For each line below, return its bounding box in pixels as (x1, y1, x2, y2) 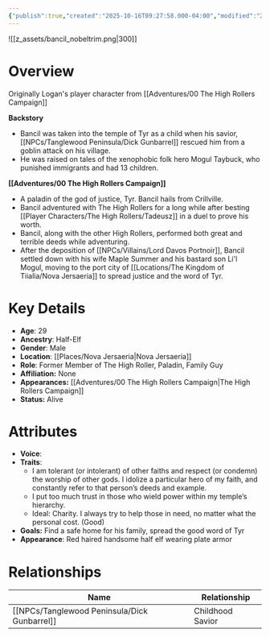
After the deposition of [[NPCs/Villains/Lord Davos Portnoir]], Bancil (19, 245, 245, 254)
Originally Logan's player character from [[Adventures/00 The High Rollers (8, 89, 256, 98)
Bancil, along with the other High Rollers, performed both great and (19, 228, 243, 238)
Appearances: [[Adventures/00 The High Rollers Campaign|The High (19, 377, 251, 387)
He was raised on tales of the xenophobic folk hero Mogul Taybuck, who (19, 154, 260, 163)
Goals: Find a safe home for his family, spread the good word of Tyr (19, 526, 245, 536)
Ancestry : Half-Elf (19, 334, 82, 344)
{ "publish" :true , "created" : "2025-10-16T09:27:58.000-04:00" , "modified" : (8, 11, 257, 20)
